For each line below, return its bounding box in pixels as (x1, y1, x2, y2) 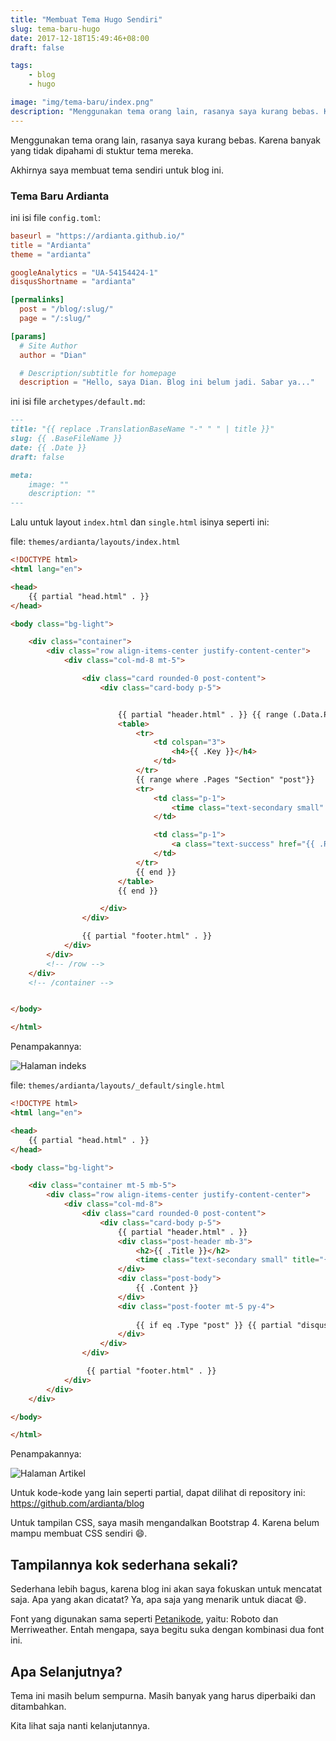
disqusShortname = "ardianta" (10, 277, 137, 287)
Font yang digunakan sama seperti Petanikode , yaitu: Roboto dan (10, 1613, 279, 1625)
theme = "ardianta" (10, 249, 92, 260)
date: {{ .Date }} (10, 442, 87, 453)
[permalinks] (10, 295, 65, 305)
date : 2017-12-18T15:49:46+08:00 (10, 33, 150, 43)
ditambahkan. (10, 1700, 67, 1712)
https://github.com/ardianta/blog (10, 1497, 145, 1510)
